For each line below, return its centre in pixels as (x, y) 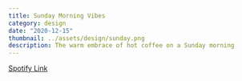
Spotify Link (28, 68)
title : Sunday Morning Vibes (57, 16)
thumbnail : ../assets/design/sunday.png (77, 38)
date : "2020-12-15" (41, 30)
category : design (37, 23)
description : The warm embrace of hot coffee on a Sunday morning (121, 46)
